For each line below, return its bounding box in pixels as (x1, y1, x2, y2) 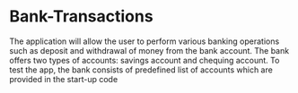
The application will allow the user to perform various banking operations (9, 36, 280, 46)
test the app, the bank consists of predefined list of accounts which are (9, 64, 274, 75)
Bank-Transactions (9, 6, 154, 27)
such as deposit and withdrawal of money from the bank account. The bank (9, 45, 290, 55)
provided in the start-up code (9, 73, 118, 84)
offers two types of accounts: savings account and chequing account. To (9, 55, 280, 65)
